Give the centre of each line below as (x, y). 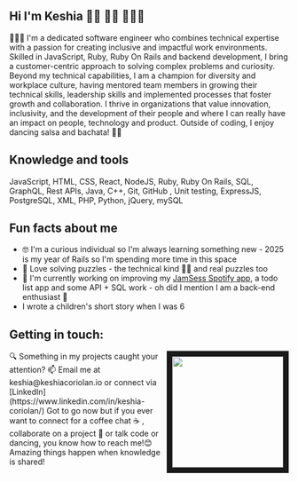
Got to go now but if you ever (100, 411)
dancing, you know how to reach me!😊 (81, 443)
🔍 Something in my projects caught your (84, 357)
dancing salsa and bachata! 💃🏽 (66, 132)
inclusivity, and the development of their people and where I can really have (148, 113)
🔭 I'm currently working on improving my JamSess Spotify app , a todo (150, 278)
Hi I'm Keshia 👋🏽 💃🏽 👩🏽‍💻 (77, 16)
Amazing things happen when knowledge (85, 453)
